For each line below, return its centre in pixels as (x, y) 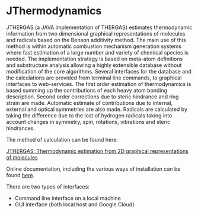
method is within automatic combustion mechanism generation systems (94, 46)
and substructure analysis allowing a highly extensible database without (94, 65)
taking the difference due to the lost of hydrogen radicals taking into (89, 115)
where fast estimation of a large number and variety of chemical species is (97, 52)
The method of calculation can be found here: (62, 139)
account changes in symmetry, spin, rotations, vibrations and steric (88, 122)
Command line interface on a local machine (68, 198)
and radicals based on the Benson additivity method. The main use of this (96, 40)
